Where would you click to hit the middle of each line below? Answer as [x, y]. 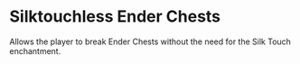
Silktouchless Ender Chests [115, 17]
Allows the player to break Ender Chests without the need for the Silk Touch [150, 41]
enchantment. [35, 50]
